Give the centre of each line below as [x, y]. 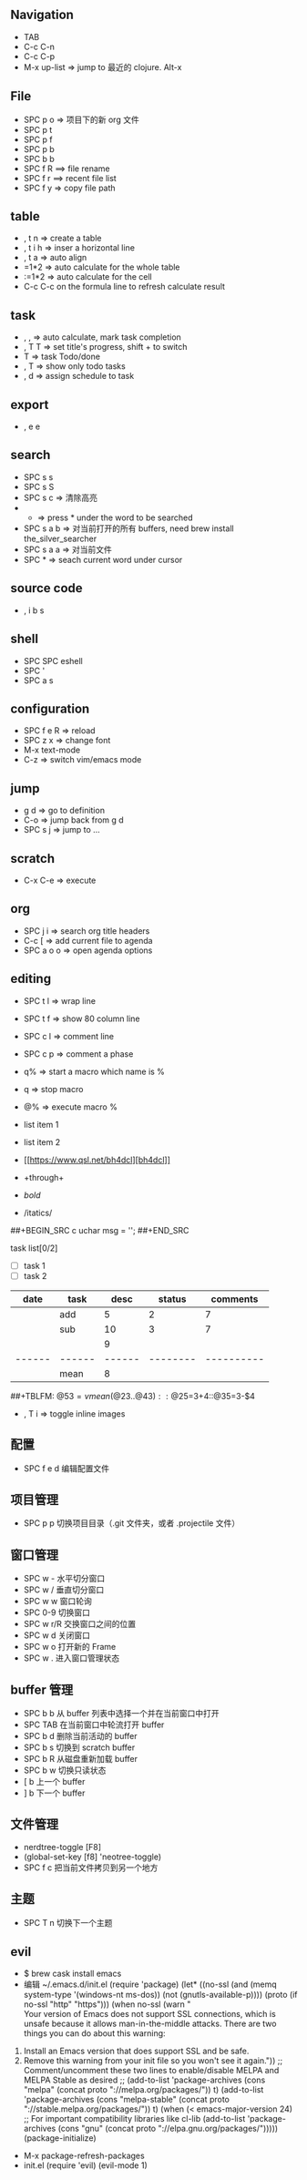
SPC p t [38, 129]
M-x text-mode [52, 750]
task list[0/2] [34, 1248]
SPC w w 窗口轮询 [57, 1602]
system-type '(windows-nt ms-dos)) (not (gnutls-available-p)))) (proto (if [161, 1995]
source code [46, 588]
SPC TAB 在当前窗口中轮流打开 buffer [94, 1725]
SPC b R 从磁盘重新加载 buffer [80, 1758]
